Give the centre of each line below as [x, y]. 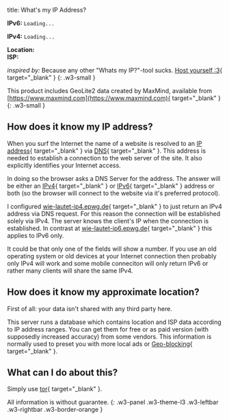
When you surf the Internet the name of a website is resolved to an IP [105, 143]
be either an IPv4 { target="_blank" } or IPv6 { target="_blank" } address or [111, 186]
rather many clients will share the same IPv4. [70, 271]
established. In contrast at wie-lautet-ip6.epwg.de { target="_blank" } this [110, 228]
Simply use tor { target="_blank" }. [55, 389]
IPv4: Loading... [31, 36]
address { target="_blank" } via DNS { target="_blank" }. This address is [107, 151]
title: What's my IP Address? [47, 10]
